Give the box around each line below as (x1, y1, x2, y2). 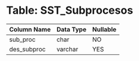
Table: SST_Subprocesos (6, 4, 134, 17)
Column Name (9, 25, 51, 33)
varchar (56, 45, 78, 53)
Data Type (56, 25, 87, 33)
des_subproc (9, 45, 46, 53)
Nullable (92, 25, 117, 33)
